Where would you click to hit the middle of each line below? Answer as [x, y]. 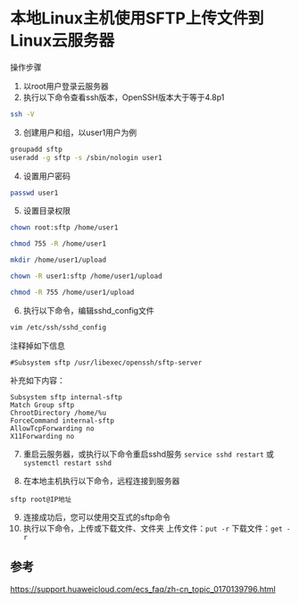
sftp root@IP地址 [41, 499]
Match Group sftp [42, 405]
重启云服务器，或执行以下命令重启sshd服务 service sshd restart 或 [149, 454]
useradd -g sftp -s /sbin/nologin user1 [87, 157]
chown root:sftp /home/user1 [64, 228]
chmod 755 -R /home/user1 [58, 244]
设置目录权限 [46, 211]
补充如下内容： [37, 380]
